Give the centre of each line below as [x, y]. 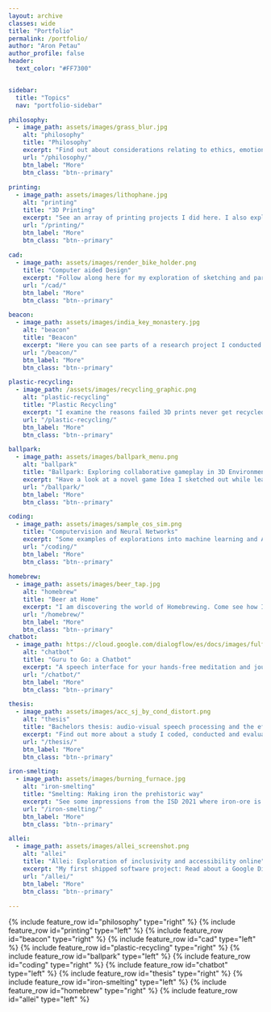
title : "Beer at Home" [61, 599]
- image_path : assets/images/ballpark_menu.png [97, 457]
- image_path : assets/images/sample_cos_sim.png [99, 524]
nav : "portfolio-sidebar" [59, 105]
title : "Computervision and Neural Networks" [101, 532]
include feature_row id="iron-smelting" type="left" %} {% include [118, 982]
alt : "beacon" [46, 330]
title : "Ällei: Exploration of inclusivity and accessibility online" [144, 862]
